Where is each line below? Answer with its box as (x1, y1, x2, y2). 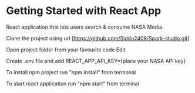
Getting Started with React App (6, 4, 162, 18)
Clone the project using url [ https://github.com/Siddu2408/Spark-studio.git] (6, 35, 190, 42)
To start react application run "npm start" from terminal (6, 80, 140, 87)
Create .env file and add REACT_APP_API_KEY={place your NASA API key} (6, 57, 186, 64)
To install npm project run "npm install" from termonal (6, 68, 136, 75)
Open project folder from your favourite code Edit (6, 46, 126, 53)
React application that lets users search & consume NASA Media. (6, 23, 164, 30)
